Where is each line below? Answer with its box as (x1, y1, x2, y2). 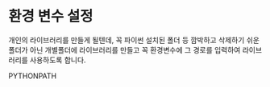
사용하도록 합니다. (29, 55, 86, 65)
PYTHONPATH (8, 71, 57, 81)
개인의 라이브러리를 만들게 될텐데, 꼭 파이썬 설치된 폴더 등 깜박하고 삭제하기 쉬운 (8, 35, 260, 45)
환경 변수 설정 (8, 7, 93, 26)
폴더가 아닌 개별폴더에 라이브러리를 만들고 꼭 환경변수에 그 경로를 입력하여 (8, 45, 241, 54)
